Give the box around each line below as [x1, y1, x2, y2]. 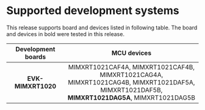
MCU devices [111, 48, 151, 57]
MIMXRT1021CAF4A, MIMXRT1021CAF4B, [68, 62, 195, 71]
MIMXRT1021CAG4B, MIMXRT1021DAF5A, [68, 78, 195, 86]
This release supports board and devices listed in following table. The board [6, 24, 198, 31]
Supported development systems [6, 4, 179, 18]
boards [24, 53, 46, 61]
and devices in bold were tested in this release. [6, 30, 125, 37]
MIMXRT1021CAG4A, [99, 70, 164, 79]
